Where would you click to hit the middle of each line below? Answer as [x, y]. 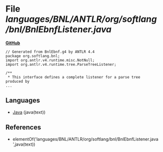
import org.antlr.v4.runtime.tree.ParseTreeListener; [61, 64]
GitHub [13, 43]
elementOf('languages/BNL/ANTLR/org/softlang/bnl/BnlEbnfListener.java [85, 139]
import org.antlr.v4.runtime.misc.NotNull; [50, 60]
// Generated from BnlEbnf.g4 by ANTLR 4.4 [50, 52]
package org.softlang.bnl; [33, 56]
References [23, 128]
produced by [17, 81]
